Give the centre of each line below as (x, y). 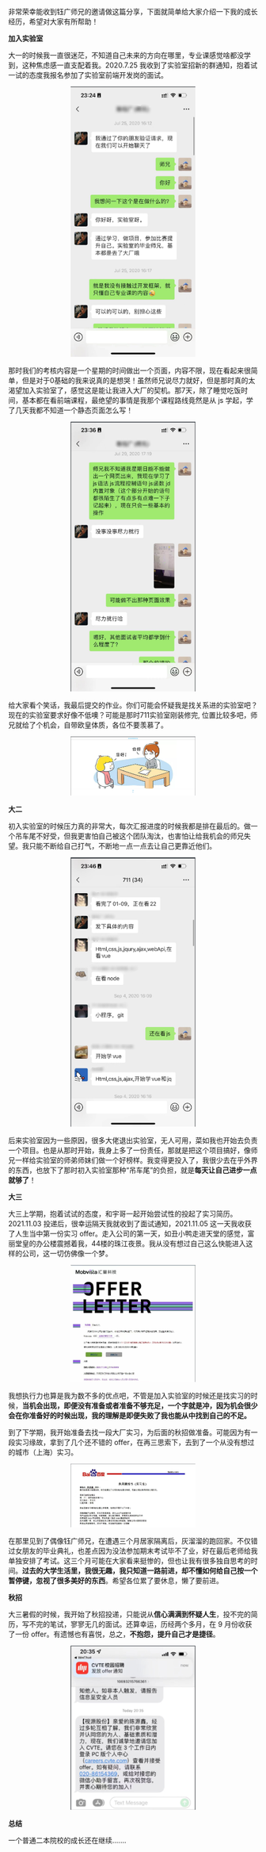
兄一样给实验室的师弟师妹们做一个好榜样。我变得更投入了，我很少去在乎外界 (133, 1160)
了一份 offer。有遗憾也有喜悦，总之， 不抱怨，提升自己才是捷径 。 (114, 1634)
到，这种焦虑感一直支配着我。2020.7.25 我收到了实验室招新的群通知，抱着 (129, 65)
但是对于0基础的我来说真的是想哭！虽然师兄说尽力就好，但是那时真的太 (139, 381)
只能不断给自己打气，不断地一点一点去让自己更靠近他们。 (122, 845)
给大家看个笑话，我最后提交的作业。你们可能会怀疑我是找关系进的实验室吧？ (133, 705)
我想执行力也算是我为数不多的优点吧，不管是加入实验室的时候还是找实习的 (129, 1395)
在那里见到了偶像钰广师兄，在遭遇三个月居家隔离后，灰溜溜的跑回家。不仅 (129, 1540)
